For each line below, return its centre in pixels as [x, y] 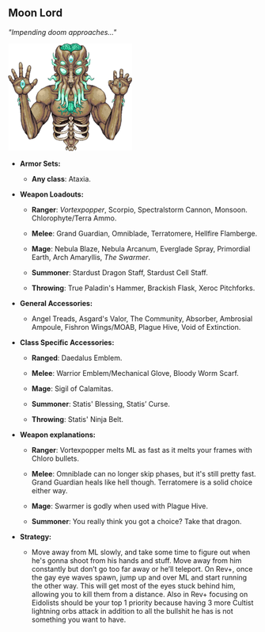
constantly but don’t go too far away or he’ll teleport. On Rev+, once [142, 569]
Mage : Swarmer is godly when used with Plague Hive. [119, 506]
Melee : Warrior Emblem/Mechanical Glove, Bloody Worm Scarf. [135, 373]
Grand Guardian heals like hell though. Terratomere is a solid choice [142, 482]
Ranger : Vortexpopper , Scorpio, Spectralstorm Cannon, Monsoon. [139, 209]
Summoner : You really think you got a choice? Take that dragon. [136, 521]
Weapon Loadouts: [52, 194]
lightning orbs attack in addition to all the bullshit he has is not [132, 611]
